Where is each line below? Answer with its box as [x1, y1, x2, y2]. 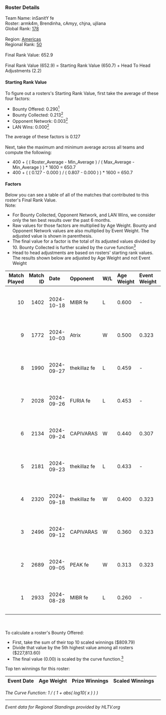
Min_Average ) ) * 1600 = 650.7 [12, 164, 76, 170]
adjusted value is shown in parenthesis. [12, 233, 93, 239]
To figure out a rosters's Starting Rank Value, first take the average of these [5, 90, 159, 96]
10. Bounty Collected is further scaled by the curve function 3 [12, 244, 136, 250]
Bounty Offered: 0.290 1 [12, 105, 60, 112]
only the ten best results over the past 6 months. [12, 217, 111, 223]
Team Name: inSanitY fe [5, 15, 54, 21]
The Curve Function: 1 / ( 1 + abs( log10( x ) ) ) [5, 690, 98, 696]
